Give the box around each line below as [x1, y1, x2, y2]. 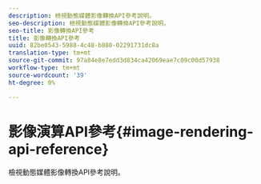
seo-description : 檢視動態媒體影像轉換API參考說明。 [8, 19, 170, 27]
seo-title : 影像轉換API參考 [8, 26, 94, 34]
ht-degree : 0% [8, 78, 56, 86]
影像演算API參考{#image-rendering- [8, 122, 254, 141]
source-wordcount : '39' [8, 71, 88, 79]
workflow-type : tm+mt [8, 64, 81, 72]
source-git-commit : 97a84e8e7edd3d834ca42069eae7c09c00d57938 [8, 57, 220, 65]
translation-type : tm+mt [8, 49, 91, 57]
